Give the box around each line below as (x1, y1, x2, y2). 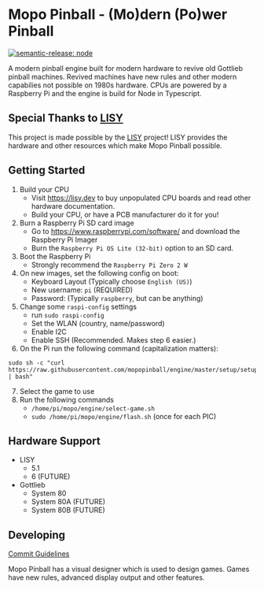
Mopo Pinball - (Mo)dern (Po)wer (8, 6, 228, 24)
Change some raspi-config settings (19, 302, 137, 311)
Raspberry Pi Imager (31, 235, 98, 244)
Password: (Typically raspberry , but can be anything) (31, 293, 203, 302)
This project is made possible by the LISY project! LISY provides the (8, 132, 228, 142)
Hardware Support (8, 434, 101, 447)
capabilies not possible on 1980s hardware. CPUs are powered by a (8, 80, 227, 90)
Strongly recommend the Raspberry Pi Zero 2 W (31, 260, 189, 269)
